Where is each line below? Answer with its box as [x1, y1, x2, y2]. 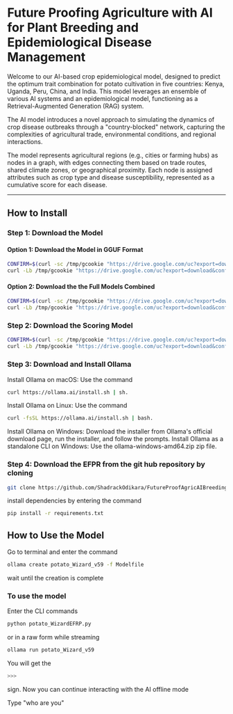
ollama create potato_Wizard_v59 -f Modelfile [7, 562, 144, 569]
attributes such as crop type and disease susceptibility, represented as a [7, 173, 215, 182]
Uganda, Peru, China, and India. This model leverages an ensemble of [7, 87, 207, 95]
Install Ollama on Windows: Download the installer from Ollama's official [7, 427, 213, 436]
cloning [7, 468, 33, 478]
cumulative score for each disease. [7, 180, 107, 189]
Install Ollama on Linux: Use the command [7, 402, 128, 410]
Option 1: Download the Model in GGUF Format [7, 245, 144, 253]
